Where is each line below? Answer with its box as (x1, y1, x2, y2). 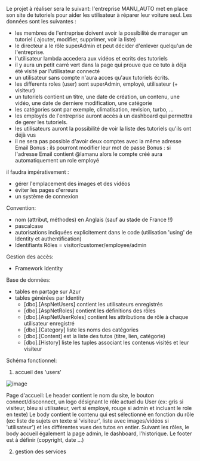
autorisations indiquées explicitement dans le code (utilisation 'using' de (14, 229, 193, 236)
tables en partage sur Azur (14, 288, 81, 295)
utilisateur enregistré (23, 320, 75, 327)
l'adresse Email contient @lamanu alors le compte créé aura (14, 150, 163, 158)
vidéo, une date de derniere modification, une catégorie (14, 100, 152, 107)
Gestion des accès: (6, 253, 54, 260)
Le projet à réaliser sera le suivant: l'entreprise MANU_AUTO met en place (6, 5, 188, 12)
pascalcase (14, 222, 44, 230)
